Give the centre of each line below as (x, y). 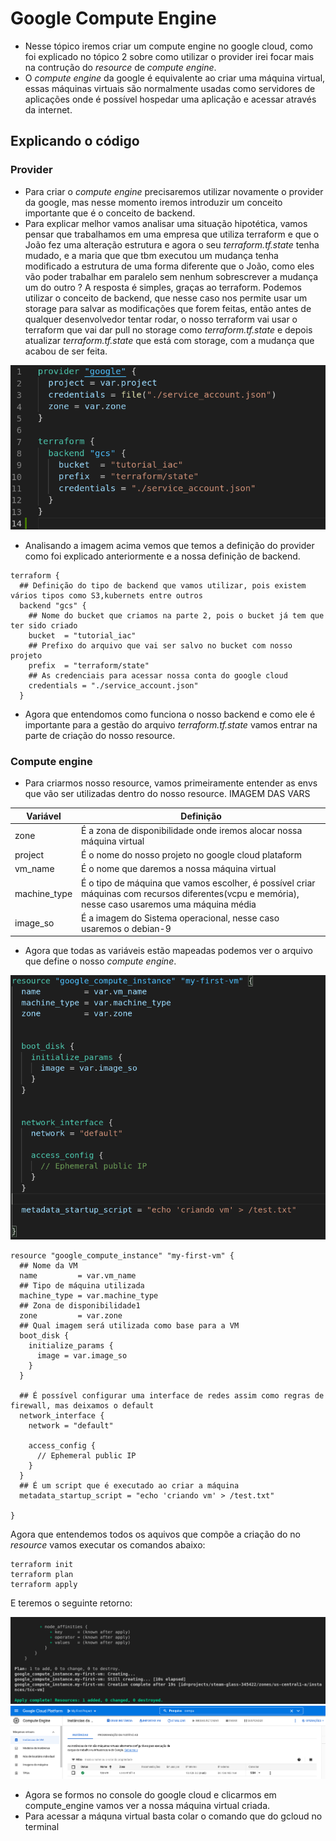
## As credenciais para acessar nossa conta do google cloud (158, 675)
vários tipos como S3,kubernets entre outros (106, 595)
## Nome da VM (48, 1265)
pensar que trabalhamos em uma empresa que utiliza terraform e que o (172, 234)
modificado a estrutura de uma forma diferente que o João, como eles (169, 266)
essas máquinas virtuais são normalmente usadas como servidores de (170, 88)
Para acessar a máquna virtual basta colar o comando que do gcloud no (173, 1816)
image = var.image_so (82, 1355)
